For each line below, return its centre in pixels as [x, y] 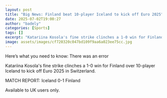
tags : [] [14, 33]
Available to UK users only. [33, 90]
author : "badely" [23, 24]
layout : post [19, 10]
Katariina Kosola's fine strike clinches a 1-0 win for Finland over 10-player [80, 65]
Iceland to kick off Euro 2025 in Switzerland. [50, 71]
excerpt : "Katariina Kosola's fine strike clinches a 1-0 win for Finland [84, 38]
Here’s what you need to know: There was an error [57, 56]
